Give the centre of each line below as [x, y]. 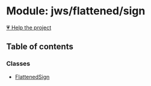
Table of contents [40, 47]
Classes [18, 64]
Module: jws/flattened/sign [76, 11]
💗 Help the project [29, 27]
